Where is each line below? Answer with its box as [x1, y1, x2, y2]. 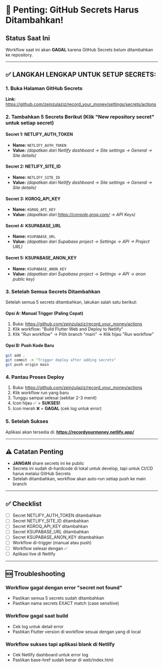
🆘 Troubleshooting [5, 570, 65, 578]
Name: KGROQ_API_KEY [12, 206, 56, 212]
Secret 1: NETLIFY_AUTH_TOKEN [5, 131, 73, 137]
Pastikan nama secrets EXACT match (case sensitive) [12, 601, 119, 606]
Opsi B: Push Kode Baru [5, 342, 54, 348]
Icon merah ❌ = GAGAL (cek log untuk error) [12, 406, 102, 412]
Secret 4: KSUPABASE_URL [5, 222, 61, 228]
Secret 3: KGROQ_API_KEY [5, 196, 61, 202]
